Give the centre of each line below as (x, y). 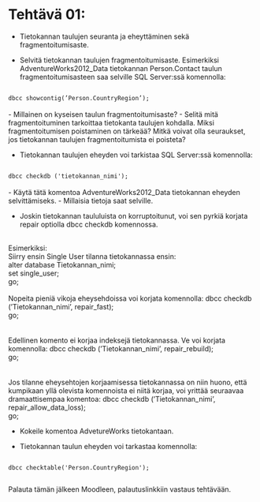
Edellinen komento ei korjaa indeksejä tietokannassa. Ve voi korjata (117, 340)
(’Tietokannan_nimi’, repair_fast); (61, 306)
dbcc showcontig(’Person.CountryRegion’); (79, 98)
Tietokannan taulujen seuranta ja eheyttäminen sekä (104, 36)
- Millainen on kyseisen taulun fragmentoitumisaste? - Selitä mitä (113, 114)
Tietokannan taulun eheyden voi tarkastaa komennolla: (108, 446)
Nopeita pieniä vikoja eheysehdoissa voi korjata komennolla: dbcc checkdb (130, 298)
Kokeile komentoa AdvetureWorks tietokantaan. (97, 431)
